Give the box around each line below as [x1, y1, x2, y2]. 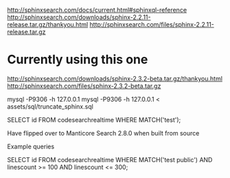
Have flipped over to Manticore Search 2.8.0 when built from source [7, 129, 200, 137]
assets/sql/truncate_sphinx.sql [7, 102, 94, 111]
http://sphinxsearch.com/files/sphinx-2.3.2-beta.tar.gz [7, 82, 161, 90]
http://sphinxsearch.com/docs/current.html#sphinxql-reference [7, 6, 187, 14]
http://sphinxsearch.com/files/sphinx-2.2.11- [89, 21, 214, 28]
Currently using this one [7, 52, 148, 67]
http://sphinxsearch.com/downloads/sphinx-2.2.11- [7, 13, 151, 21]
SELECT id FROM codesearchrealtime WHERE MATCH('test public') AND [7, 155, 213, 164]
